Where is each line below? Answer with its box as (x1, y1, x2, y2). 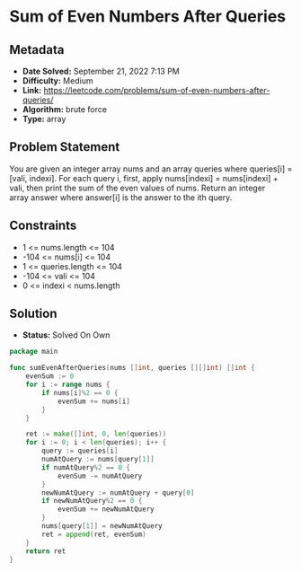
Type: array (22, 114, 66, 124)
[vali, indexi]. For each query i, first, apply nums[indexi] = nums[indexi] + (9, 172, 279, 183)
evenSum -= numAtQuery (57, 471, 143, 480)
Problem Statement (9, 139, 120, 154)
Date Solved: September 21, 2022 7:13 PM (22, 66, 180, 76)
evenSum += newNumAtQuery (57, 505, 155, 514)
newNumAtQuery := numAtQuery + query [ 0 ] (41, 488, 195, 497)
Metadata (9, 42, 65, 57)
